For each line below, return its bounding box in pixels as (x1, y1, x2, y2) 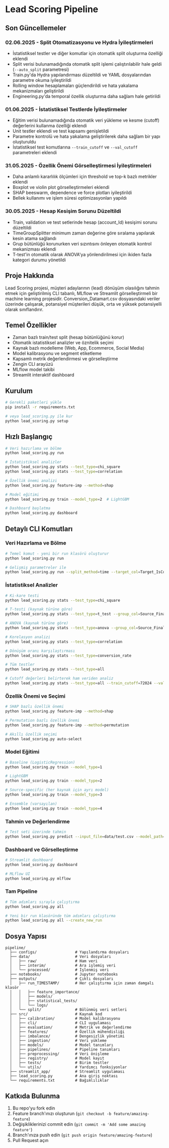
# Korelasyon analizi (5, 634, 51, 640)
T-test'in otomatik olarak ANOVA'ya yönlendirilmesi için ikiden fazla (12, 251, 152, 257)
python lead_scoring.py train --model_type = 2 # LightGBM (5, 497, 129, 502)
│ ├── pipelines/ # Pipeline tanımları (10, 1047, 121, 1052)
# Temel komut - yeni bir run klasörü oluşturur (5, 551, 109, 556)
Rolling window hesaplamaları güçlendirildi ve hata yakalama (12, 82, 138, 88)
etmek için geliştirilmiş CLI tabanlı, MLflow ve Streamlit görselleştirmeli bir (5, 290, 158, 296)
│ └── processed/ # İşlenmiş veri (10, 968, 109, 973)
